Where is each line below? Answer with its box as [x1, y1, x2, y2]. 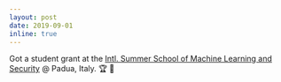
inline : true [9, 29, 58, 38]
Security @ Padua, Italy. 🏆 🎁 [9, 63, 115, 74]
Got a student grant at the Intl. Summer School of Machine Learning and [9, 54, 273, 64]
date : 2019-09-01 [9, 21, 74, 30]
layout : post [9, 12, 58, 22]
